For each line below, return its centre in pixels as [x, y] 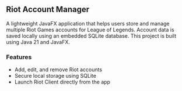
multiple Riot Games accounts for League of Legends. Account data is [90, 30]
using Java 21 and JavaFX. [38, 42]
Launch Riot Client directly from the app [62, 82]
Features [19, 57]
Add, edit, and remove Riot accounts [58, 70]
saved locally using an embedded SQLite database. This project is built [91, 36]
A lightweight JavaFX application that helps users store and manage [88, 23]
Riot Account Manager [48, 10]
